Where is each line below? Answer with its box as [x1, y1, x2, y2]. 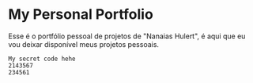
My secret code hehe [8, 55, 77, 63]
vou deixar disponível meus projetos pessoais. [8, 39, 160, 49]
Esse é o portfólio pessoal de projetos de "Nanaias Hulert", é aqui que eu [8, 31, 246, 41]
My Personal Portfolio [8, 5, 154, 23]
